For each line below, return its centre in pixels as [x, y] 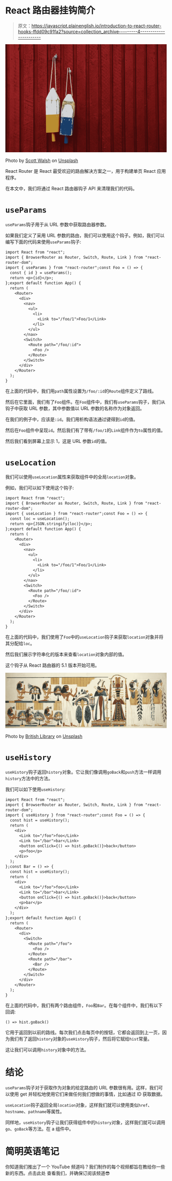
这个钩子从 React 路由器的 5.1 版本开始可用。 [52, 665]
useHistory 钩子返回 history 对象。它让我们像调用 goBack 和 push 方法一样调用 [83, 772]
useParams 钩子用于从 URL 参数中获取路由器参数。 [57, 224]
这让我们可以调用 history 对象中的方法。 [47, 1049]
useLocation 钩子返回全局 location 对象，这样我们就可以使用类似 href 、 [79, 1105]
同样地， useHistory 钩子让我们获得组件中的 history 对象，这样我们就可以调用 [85, 1122]
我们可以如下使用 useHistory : [35, 789]
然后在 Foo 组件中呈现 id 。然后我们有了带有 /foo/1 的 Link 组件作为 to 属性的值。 [85, 430]
